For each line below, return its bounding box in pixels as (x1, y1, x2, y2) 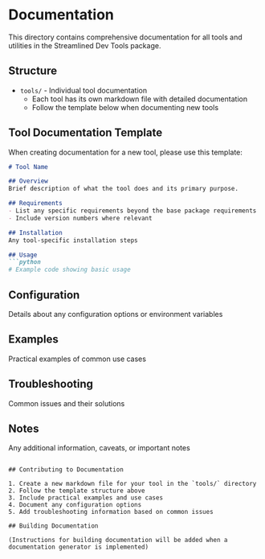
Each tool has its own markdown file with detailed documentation (31, 94, 247, 104)
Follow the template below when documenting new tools (31, 102, 219, 112)
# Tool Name (8, 162, 48, 171)
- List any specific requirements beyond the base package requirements (8, 207, 257, 215)
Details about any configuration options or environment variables (8, 310, 223, 319)
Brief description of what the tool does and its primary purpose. (8, 185, 239, 193)
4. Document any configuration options (8, 501, 142, 509)
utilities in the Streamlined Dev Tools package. (8, 40, 161, 50)
